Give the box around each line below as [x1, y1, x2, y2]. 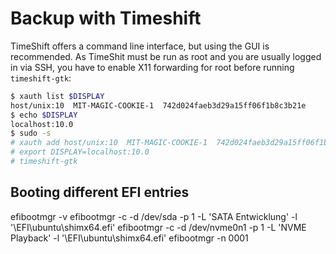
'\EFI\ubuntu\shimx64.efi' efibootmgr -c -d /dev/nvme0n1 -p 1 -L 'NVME [10, 221, 307, 233]
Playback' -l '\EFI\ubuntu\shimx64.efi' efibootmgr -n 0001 [10, 232, 249, 244]
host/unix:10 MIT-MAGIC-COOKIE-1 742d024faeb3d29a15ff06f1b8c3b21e [10, 100, 307, 111]
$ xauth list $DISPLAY [10, 91, 105, 101]
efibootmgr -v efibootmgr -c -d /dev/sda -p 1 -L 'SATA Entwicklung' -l [10, 210, 298, 222]
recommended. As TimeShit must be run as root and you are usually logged [10, 50, 322, 62]
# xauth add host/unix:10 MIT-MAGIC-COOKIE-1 [10, 138, 208, 148]
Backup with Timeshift [10, 7, 202, 30]
